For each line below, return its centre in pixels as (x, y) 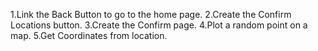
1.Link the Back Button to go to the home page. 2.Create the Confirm (151, 14)
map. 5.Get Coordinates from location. (89, 35)
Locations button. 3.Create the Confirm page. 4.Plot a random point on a (159, 25)
